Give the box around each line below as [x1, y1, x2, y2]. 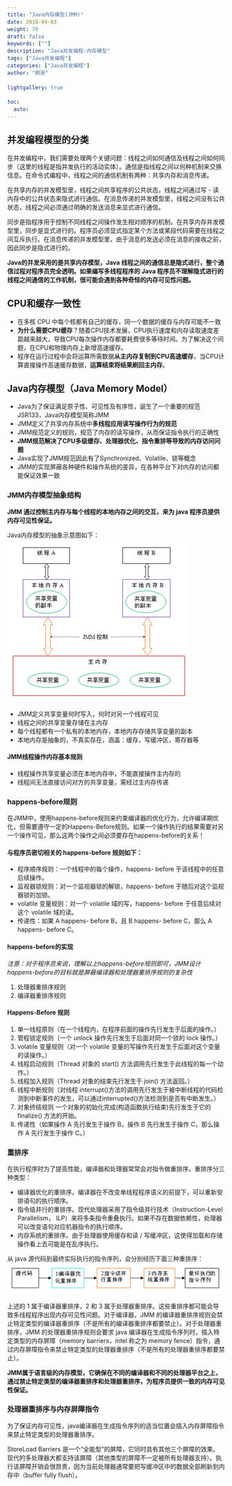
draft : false [7, 33, 45, 40]
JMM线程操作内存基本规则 [7, 753, 83, 761]
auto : [13, 106, 30, 113]
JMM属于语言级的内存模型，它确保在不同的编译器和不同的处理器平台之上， [7, 1369, 222, 1377]
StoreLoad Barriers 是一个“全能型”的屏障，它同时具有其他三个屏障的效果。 [7, 1445, 220, 1453]
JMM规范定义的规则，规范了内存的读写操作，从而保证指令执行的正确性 [17, 429, 220, 437]
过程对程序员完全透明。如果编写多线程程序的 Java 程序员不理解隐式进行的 [12, 267, 224, 275]
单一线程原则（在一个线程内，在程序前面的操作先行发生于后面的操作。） [17, 1025, 220, 1033]
